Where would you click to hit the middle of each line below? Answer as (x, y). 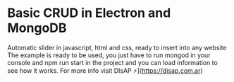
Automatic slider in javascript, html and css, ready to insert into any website (117, 47)
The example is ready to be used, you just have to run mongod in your (109, 55)
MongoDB (37, 28)
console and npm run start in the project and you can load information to (113, 62)
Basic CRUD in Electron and (89, 13)
